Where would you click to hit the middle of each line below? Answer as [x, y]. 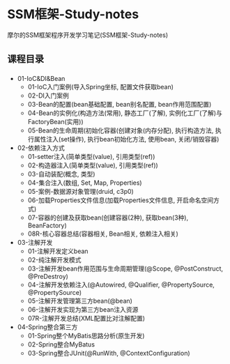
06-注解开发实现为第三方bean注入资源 [83, 310]
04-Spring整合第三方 [47, 327]
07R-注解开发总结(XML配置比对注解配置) [86, 319]
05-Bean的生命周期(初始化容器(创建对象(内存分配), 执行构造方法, [121, 130]
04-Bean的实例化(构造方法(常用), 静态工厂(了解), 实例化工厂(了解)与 [125, 113]
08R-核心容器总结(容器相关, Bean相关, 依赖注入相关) [103, 234]
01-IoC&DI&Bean [41, 79]
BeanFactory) [47, 226]
